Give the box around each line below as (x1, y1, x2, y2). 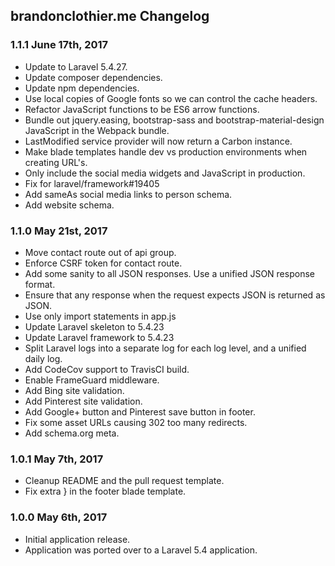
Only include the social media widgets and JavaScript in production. (24, 167, 306, 179)
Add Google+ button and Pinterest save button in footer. (24, 405, 256, 418)
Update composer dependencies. (24, 71, 163, 83)
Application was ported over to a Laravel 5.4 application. (24, 544, 258, 556)
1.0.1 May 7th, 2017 (10, 452, 104, 466)
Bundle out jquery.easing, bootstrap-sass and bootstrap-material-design (24, 114, 325, 126)
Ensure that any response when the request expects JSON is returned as (24, 289, 326, 301)
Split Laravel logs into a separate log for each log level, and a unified (24, 342, 307, 354)
